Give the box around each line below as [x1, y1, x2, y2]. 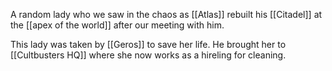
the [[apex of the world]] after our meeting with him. [10, 19, 225, 31]
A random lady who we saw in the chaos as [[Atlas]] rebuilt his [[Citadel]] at [10, 9, 323, 20]
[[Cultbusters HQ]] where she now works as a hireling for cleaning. [10, 49, 287, 61]
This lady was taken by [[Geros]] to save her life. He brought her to [10, 39, 287, 50]
